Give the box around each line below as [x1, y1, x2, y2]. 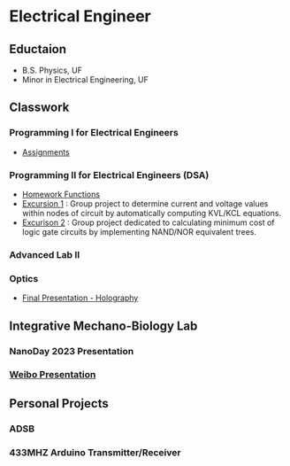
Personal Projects [9, 396, 109, 411]
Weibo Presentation [9, 369, 96, 381]
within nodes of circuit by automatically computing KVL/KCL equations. [21, 207, 282, 218]
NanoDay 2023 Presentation [9, 345, 134, 357]
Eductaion [9, 42, 67, 57]
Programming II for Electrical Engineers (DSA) [9, 168, 210, 181]
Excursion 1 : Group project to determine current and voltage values [21, 198, 269, 209]
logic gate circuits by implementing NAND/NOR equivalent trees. [21, 226, 257, 237]
